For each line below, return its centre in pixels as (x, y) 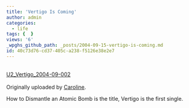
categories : (21, 23)
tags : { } (20, 34)
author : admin (24, 17)
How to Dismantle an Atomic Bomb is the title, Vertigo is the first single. (95, 98)
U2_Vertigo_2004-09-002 (39, 74)
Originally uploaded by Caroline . (46, 87)
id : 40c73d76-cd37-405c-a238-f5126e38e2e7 (60, 51)
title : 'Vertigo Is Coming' (42, 12)
